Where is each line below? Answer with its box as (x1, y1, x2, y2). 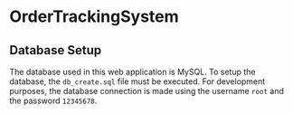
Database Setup (9, 43, 102, 58)
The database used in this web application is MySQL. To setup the (9, 66, 256, 77)
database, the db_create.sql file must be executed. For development (9, 76, 266, 87)
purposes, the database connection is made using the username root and (9, 86, 285, 96)
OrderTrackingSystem (9, 6, 179, 27)
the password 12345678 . (9, 95, 98, 106)
